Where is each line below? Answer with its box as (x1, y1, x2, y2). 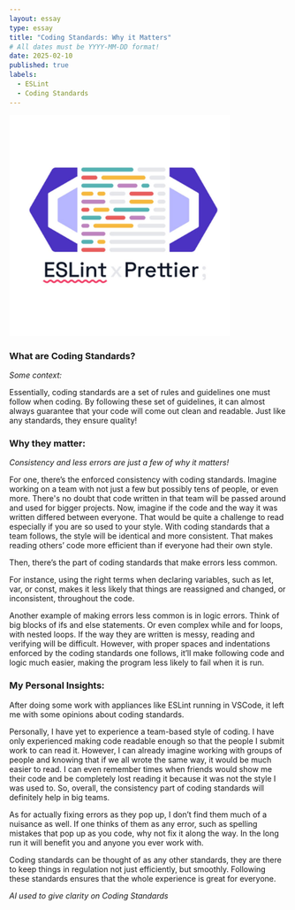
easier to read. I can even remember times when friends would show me (9, 763, 272, 774)
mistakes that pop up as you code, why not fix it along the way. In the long (9, 828, 280, 838)
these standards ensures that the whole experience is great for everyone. (9, 873, 276, 883)
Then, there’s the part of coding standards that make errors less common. (9, 557, 278, 568)
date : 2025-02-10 (9, 51, 73, 61)
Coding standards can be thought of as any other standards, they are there (9, 854, 283, 865)
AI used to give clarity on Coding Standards (9, 890, 169, 901)
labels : (9, 71, 38, 80)
